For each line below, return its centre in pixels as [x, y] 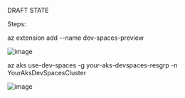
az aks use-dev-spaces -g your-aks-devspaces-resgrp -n [92, 65]
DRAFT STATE [28, 10]
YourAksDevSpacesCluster [47, 73]
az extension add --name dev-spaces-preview [76, 38]
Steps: [17, 24]
